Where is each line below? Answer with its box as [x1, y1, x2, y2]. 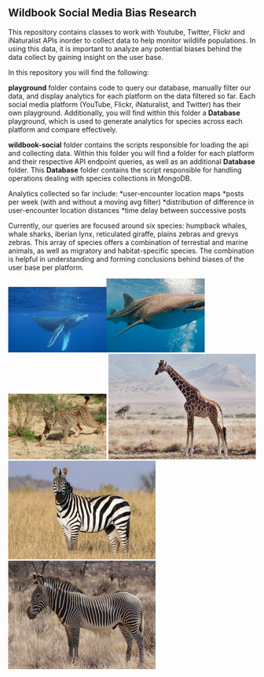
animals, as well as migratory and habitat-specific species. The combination [8, 246, 255, 255]
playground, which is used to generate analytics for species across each [8, 116, 243, 125]
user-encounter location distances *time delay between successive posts [8, 205, 247, 215]
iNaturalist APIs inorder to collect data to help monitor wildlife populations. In [8, 35, 256, 45]
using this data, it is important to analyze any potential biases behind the [8, 43, 242, 54]
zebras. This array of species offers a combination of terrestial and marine [8, 237, 249, 247]
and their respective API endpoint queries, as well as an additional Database [8, 157, 255, 166]
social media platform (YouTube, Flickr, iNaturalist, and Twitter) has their [8, 99, 241, 109]
